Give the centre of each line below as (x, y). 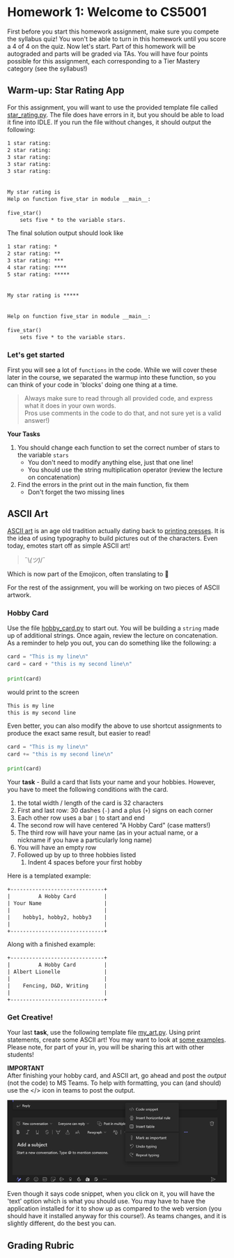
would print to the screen (43, 692)
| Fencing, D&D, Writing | (57, 986)
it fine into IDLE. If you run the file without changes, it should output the (109, 122)
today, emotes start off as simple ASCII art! (69, 546)
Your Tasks (24, 434)
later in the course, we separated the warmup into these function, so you (111, 377)
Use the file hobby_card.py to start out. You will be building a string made (113, 628)
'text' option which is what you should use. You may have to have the (106, 1201)
